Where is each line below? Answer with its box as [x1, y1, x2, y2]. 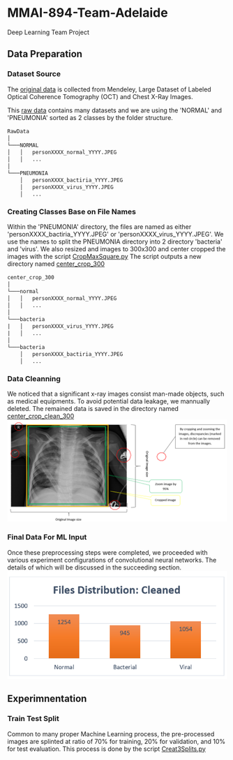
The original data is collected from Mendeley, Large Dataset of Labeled [7, 85, 211, 94]
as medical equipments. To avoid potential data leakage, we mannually [7, 397, 211, 405]
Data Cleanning [7, 373, 61, 383]
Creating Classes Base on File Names [7, 207, 136, 216]
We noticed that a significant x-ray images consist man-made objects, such [7, 389, 225, 398]
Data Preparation [7, 48, 82, 60]
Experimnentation [7, 693, 87, 705]
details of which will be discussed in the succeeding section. [7, 563, 182, 572]
